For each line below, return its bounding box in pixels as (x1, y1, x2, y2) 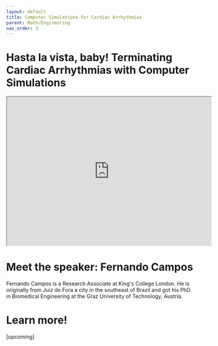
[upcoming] (6, 334, 34, 341)
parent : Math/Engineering (6, 20, 70, 26)
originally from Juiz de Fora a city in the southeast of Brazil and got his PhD (6, 287, 191, 294)
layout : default (6, 8, 46, 15)
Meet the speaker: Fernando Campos (6, 260, 194, 274)
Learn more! (6, 313, 68, 327)
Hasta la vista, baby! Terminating (6, 51, 173, 64)
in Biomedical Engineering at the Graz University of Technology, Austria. (6, 292, 183, 300)
